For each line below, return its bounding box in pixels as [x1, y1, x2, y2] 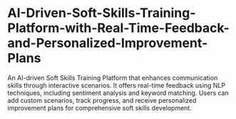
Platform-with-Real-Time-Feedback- [7, 20, 230, 36]
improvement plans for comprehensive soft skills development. [7, 103, 193, 112]
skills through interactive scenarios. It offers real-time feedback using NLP [7, 81, 226, 89]
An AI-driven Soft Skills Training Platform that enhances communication [7, 73, 218, 82]
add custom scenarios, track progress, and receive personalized [7, 96, 197, 104]
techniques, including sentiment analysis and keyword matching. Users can [7, 89, 230, 97]
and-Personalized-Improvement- [7, 35, 208, 51]
